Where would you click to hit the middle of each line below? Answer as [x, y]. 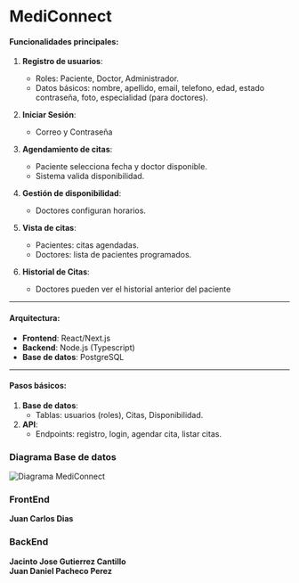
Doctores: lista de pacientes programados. [113, 255]
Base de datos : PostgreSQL [73, 357]
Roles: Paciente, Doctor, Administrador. [107, 78]
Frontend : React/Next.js [66, 338]
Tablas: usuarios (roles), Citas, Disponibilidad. [119, 415]
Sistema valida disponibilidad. [90, 177]
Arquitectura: [35, 317]
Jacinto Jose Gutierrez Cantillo [68, 561]
